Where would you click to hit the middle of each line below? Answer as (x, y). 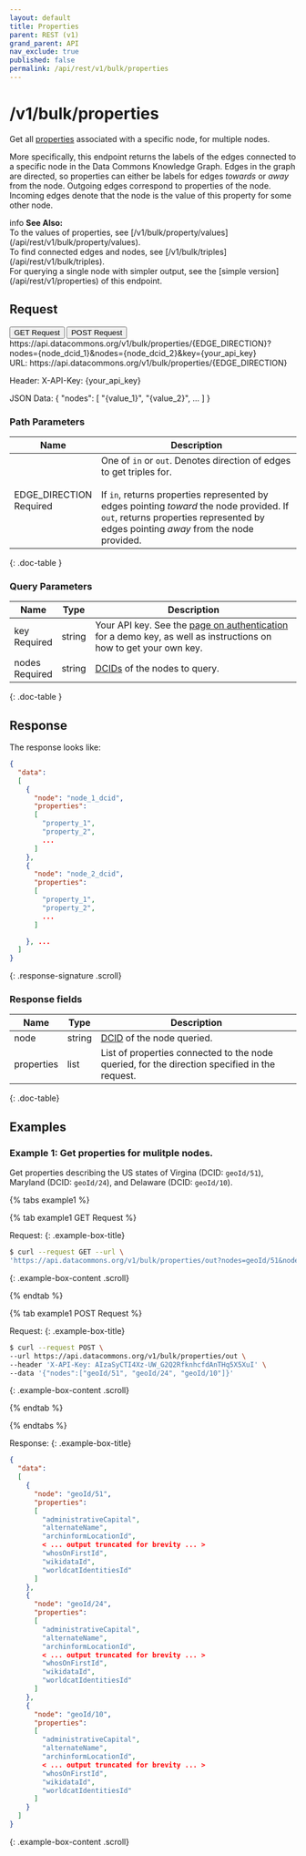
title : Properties (44, 26)
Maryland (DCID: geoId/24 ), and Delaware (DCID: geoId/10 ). (121, 1183)
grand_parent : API (44, 43)
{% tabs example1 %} (50, 1200)
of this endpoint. (131, 281)
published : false (42, 60)
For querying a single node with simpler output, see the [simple (128, 271)
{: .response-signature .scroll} (66, 976)
